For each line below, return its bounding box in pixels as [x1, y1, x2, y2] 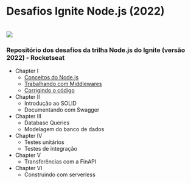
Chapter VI [15, 165, 43, 172]
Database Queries [24, 119, 70, 126]
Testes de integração [24, 145, 78, 152]
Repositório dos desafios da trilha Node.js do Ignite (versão [6, 46, 186, 54]
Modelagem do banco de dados [24, 126, 105, 133]
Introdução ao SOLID [24, 99, 77, 107]
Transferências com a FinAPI [24, 158, 97, 165]
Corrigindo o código [24, 87, 75, 94]
